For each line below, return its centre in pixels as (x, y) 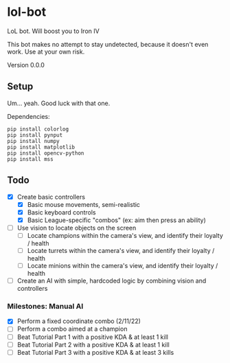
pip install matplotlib (41, 147)
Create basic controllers (51, 197)
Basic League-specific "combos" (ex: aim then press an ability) (116, 220)
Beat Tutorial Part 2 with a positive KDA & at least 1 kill (93, 344)
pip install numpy (33, 141)
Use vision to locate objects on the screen (77, 228)
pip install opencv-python (46, 153)
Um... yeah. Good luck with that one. (59, 103)
